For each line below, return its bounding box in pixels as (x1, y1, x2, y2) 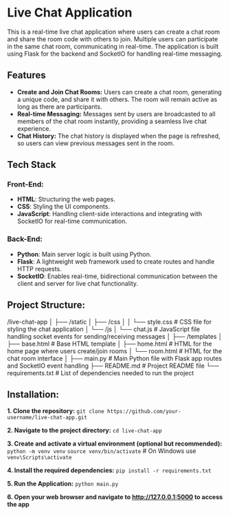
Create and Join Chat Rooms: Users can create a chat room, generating (16, 87, 222, 96)
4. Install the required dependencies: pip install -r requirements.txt (7, 466, 211, 474)
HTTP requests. (16, 264, 62, 273)
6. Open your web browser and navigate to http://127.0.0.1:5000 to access (7, 493, 223, 501)
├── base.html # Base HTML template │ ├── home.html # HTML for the (7, 339, 212, 348)
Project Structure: (7, 299, 86, 311)
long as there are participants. (16, 102, 102, 111)
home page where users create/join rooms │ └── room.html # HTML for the (7, 346, 222, 355)
